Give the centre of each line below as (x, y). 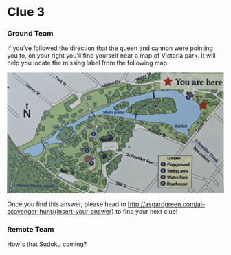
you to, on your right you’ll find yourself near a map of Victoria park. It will (111, 56)
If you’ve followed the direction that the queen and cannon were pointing (110, 48)
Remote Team (31, 229)
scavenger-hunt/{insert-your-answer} (61, 212)
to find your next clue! (147, 212)
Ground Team (30, 34)
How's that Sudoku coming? (47, 244)
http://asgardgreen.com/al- (166, 204)
